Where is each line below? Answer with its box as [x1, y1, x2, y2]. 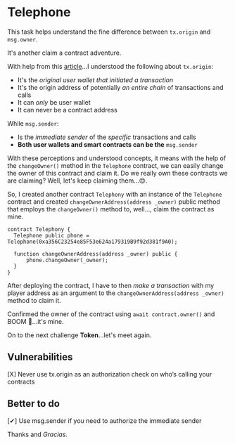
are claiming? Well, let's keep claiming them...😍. [7, 176, 148, 185]
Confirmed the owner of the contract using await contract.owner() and [7, 310, 215, 318]
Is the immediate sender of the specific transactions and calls [17, 133, 196, 141]
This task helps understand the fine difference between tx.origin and [7, 27, 211, 36]
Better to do [7, 398, 60, 410]
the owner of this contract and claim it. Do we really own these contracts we [7, 169, 229, 177]
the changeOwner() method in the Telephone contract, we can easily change [7, 161, 224, 169]
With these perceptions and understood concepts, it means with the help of [7, 154, 227, 162]
